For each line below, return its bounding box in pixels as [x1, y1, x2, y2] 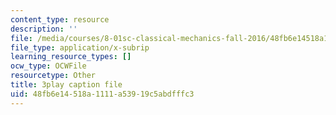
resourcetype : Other [10, 71, 97, 81]
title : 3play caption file [10, 80, 123, 90]
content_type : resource [10, 14, 110, 25]
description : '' [10, 24, 78, 34]
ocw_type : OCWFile [10, 61, 87, 71]
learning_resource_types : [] [10, 52, 132, 62]
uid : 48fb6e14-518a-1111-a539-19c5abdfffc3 [10, 89, 195, 99]
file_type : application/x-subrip [10, 42, 150, 53]
